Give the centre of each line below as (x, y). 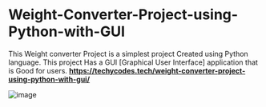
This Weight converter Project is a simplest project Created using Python (128, 53)
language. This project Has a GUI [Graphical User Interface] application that (133, 62)
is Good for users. (38, 70)
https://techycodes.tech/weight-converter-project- (157, 70)
